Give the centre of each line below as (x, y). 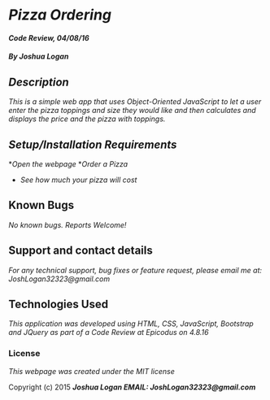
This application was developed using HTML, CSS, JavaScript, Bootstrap (131, 324)
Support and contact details (81, 251)
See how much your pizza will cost (78, 180)
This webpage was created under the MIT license (91, 371)
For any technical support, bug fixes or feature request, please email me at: (135, 270)
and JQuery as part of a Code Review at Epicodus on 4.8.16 (109, 333)
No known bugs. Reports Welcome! (67, 224)
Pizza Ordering (60, 15)
